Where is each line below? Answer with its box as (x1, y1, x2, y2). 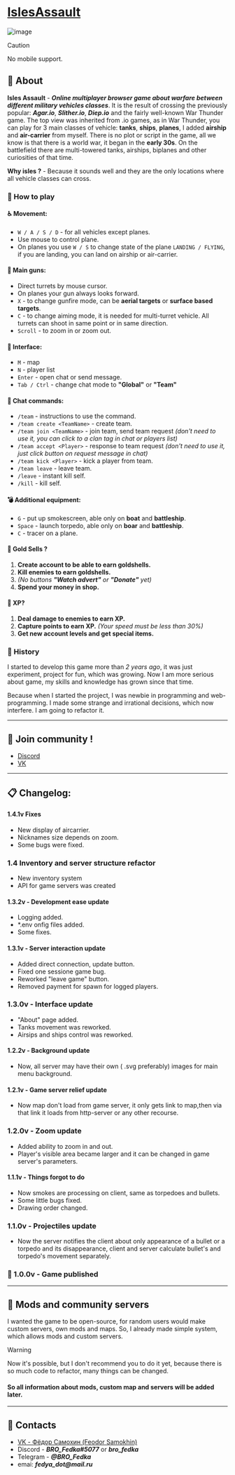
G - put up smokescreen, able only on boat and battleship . (17, 513, 187, 523)
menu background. (17, 1070, 72, 1077)
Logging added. (17, 913, 64, 922)
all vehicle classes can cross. (7, 174, 92, 182)
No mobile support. (7, 54, 63, 63)
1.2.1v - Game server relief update (7, 1085, 107, 1094)
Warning (7, 1346, 31, 1354)
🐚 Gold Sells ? (7, 545, 48, 553)
